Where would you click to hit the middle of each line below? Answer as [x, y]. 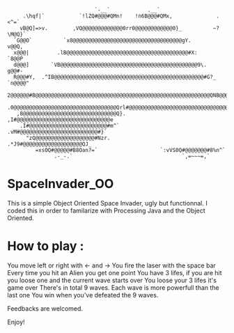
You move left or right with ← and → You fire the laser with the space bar [111, 265]
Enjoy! [16, 322]
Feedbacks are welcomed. [45, 308]
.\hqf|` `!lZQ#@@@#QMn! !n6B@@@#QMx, [97, 16]
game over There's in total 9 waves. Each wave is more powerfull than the [113, 287]
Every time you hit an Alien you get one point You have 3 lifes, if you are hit [115, 272]
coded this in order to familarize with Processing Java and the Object [106, 210]
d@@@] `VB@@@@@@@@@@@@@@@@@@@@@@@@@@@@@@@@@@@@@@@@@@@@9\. [110, 65]
